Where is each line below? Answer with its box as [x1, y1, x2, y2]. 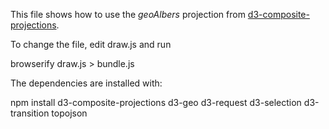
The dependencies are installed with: [10, 77, 163, 89]
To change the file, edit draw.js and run [10, 39, 172, 50]
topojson [51, 107, 88, 119]
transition [10, 107, 50, 119]
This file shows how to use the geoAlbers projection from [10, 9, 246, 20]
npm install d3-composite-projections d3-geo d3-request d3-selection [10, 97, 302, 108]
